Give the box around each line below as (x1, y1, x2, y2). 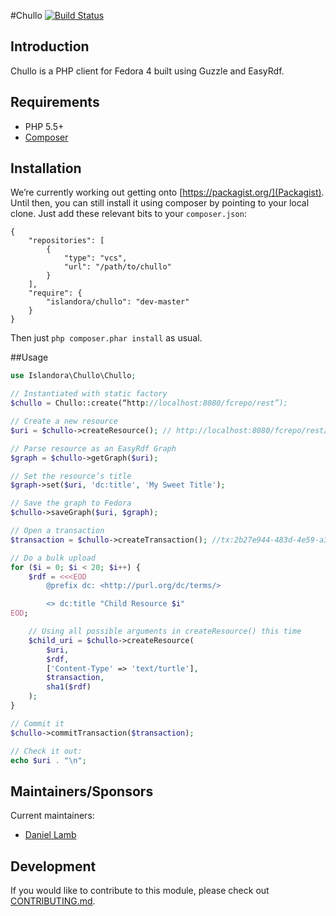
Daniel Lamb (24, 829, 77, 841)
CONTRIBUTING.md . (10, 895, 96, 907)
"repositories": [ (28, 236, 105, 246)
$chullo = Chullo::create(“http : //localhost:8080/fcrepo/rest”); (10, 398, 288, 409)
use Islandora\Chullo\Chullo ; (10, 371, 137, 381)
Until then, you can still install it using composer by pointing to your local (10, 197, 310, 209)
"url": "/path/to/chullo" (63, 262, 172, 272)
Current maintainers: (10, 810, 95, 822)
